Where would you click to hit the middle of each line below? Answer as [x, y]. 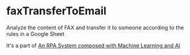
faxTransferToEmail [57, 11]
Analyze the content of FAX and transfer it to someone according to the [95, 27]
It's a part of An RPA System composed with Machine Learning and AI [93, 45]
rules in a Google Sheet [35, 33]
